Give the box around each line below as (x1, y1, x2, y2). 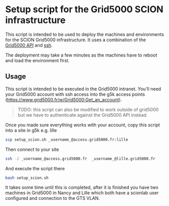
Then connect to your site (5, 146, 59, 152)
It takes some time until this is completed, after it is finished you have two (5, 185, 159, 191)
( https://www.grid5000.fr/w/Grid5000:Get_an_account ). (5, 96, 122, 102)
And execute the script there (5, 165, 65, 171)
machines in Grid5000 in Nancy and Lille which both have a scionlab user (5, 190, 159, 196)
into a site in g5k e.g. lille (5, 127, 57, 133)
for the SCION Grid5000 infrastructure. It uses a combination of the (5, 37, 146, 43)
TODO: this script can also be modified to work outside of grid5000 (17, 106, 159, 113)
